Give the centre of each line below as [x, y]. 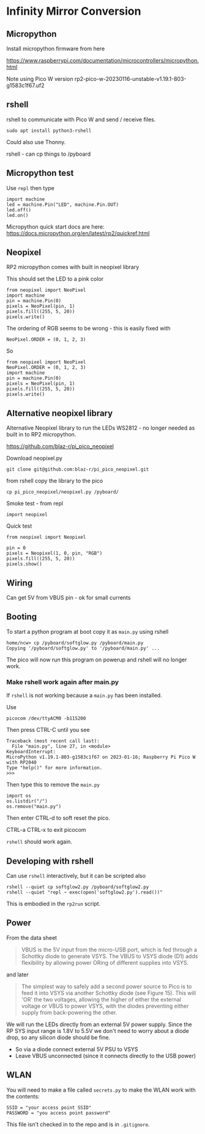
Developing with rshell [50, 861]
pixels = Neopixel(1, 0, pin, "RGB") [54, 554]
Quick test [19, 526]
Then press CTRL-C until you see [48, 730]
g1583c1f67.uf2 [25, 85]
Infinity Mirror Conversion [74, 11]
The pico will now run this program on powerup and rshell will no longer [97, 660]
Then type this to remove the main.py [53, 785]
